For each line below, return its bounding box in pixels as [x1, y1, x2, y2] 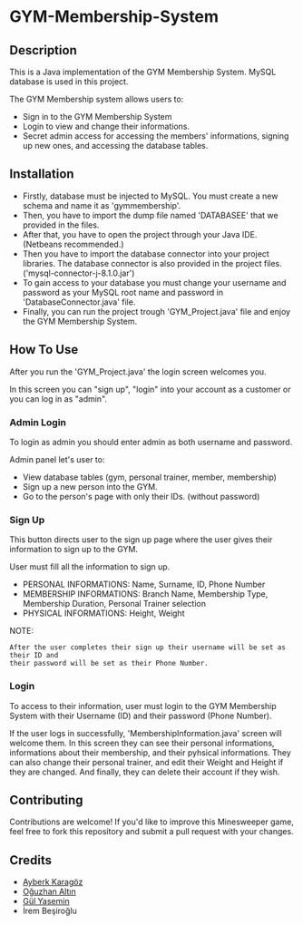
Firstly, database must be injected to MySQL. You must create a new [22, 190, 279, 201]
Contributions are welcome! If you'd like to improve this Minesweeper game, [9, 816, 295, 827]
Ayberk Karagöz [22, 877, 83, 888]
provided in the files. [22, 219, 100, 230]
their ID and [9, 651, 59, 660]
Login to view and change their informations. [22, 121, 191, 131]
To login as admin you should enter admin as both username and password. [9, 436, 293, 447]
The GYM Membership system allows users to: [9, 93, 184, 104]
